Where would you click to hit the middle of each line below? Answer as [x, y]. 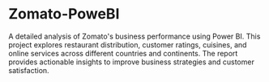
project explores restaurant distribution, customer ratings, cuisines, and [128, 44]
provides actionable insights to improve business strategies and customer [132, 62]
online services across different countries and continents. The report [123, 53]
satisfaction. [29, 70]
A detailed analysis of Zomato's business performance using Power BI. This [134, 36]
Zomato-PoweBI [64, 14]
